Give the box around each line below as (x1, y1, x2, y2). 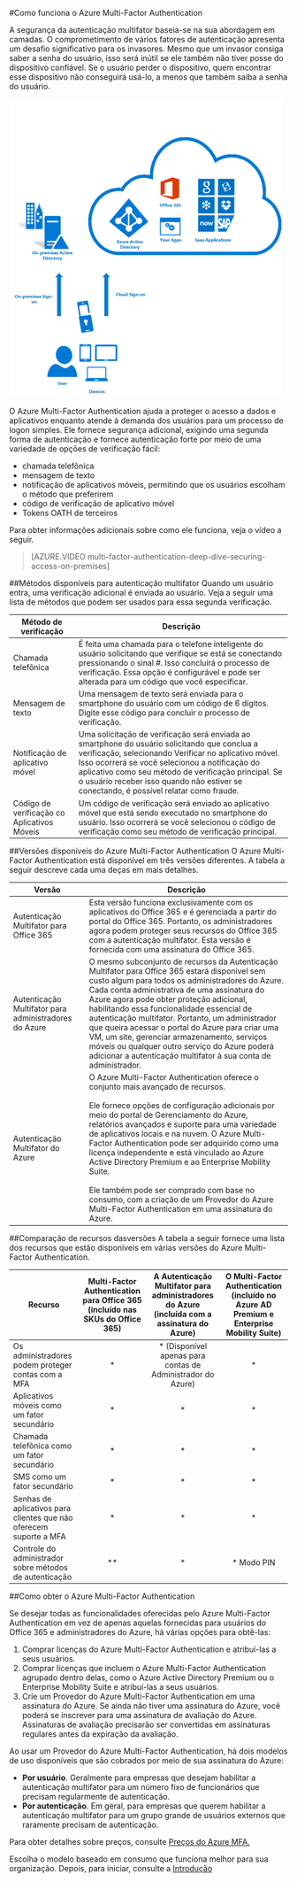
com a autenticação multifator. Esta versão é (88, 934, 251, 945)
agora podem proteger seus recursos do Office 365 (88, 925, 278, 936)
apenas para (160, 1350, 206, 1361)
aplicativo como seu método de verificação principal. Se (78, 767, 283, 777)
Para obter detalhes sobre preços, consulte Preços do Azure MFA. (9, 1837, 250, 1847)
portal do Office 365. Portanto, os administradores (88, 915, 272, 926)
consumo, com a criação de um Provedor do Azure (88, 1194, 274, 1205)
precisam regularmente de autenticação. (21, 1792, 171, 1802)
